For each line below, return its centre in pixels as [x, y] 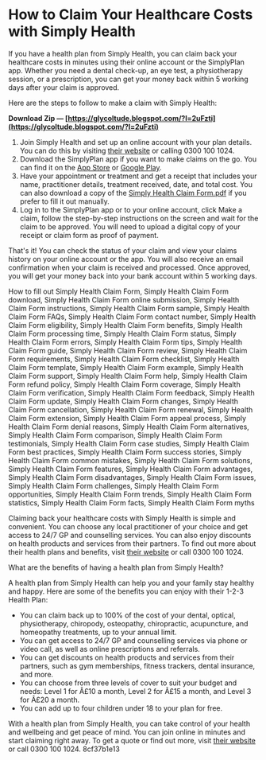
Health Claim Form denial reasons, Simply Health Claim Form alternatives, [129, 427]
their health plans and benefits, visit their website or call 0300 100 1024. [126, 551]
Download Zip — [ [38, 118]
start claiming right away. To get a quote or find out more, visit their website [132, 740]
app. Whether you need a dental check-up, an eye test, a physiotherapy [126, 70]
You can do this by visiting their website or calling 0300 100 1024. [127, 150]
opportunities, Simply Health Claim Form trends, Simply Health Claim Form [130, 494]
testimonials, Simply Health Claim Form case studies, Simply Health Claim [129, 443]
